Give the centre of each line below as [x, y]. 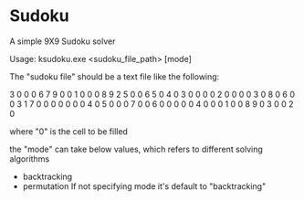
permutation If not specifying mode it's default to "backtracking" [144, 186]
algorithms [30, 159]
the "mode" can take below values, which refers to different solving [136, 149]
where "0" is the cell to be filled [68, 131]
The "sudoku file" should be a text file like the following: [115, 76]
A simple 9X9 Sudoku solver [63, 41]
